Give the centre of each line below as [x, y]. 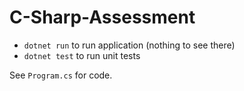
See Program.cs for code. [61, 75]
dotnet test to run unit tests [82, 55]
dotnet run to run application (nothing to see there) [129, 45]
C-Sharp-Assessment [102, 17]
